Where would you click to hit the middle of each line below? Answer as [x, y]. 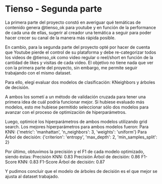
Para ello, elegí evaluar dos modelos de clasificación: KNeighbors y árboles [80, 82]
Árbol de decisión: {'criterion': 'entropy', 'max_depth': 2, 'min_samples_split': [81, 137]
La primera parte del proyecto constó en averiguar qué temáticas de [73, 22]
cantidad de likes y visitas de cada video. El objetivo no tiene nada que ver [79, 62]
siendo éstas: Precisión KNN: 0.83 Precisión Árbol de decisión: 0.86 [73, 156]
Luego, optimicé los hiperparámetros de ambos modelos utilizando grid [76, 122]
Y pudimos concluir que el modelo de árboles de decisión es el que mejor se [81, 171]
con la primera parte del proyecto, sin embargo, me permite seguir [71, 68]
